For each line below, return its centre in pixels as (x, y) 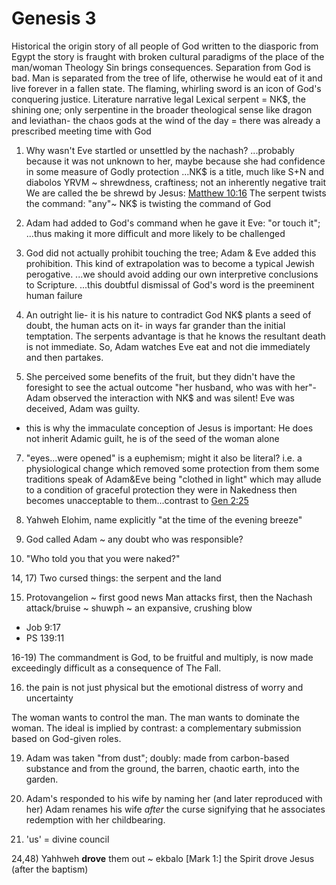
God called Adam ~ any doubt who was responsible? (134, 539)
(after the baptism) (50, 869)
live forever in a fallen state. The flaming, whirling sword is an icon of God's (166, 88)
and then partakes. (64, 357)
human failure (54, 295)
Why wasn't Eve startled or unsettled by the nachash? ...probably (160, 150)
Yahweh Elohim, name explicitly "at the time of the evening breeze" (164, 519)
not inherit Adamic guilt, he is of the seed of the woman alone (152, 438)
